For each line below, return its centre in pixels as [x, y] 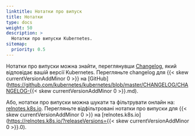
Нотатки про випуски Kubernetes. [52, 39]
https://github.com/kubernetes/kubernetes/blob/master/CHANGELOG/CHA [98, 85]
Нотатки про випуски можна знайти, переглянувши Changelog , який [91, 66]
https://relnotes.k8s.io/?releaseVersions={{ [60, 121]
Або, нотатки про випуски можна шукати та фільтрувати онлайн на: [90, 102]
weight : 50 [19, 28]
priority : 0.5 [28, 50]
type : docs [19, 22]
